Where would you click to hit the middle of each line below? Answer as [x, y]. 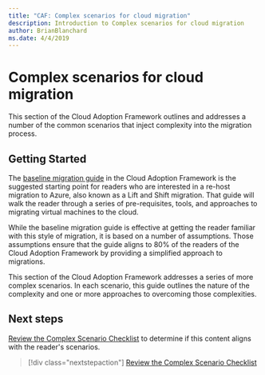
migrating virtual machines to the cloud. [73, 212]
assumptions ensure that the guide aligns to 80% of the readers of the [124, 244]
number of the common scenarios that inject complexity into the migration [130, 126]
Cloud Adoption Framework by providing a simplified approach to [116, 253]
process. [23, 134]
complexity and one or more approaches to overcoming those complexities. [132, 294]
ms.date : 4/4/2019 [39, 38]
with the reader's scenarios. [54, 347]
